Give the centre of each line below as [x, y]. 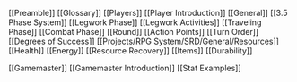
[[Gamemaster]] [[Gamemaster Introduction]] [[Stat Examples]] [125, 68]
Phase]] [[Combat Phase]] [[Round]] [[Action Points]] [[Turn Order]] [134, 32]
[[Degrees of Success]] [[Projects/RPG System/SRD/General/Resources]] [144, 41]
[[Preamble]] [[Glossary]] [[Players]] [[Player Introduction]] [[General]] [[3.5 [148, 13]
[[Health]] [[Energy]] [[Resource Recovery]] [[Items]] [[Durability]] [131, 51]
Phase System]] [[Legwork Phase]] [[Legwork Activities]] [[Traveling [135, 22]
